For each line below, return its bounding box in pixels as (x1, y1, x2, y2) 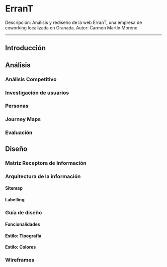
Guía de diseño (5, 209, 42, 216)
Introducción (5, 44, 46, 52)
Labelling (5, 196, 25, 202)
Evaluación (5, 129, 33, 136)
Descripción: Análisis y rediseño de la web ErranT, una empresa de (5, 19, 142, 25)
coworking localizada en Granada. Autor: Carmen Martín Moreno (5, 24, 138, 30)
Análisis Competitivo (5, 76, 57, 83)
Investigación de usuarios (5, 89, 69, 96)
